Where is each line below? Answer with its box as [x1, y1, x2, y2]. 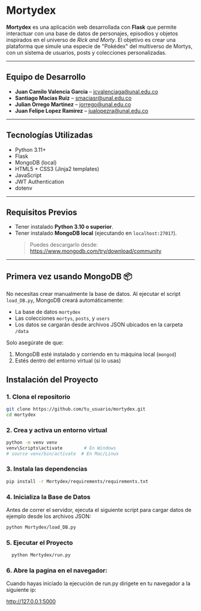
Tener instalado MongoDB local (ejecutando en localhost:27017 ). [14, 229, 177, 237]
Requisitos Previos [6, 207, 78, 217]
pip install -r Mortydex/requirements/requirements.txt [6, 478, 148, 484]
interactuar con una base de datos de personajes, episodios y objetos [6, 29, 178, 37]
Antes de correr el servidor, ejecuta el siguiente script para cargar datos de [6, 507, 191, 514]
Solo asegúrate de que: [6, 339, 64, 346]
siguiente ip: [6, 586, 37, 594]
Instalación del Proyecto [6, 375, 99, 385]
